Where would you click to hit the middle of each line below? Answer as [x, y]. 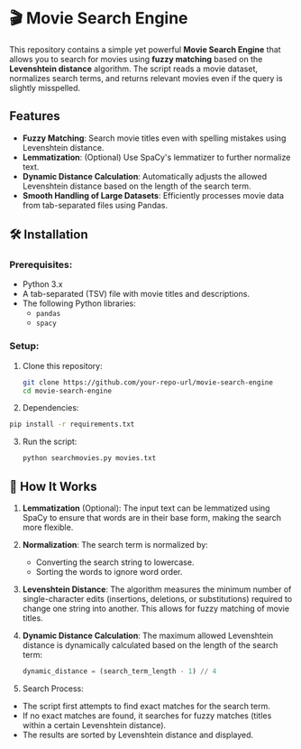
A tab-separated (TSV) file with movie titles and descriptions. [136, 294]
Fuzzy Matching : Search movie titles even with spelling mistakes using [154, 138]
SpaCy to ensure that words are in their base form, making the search [152, 518]
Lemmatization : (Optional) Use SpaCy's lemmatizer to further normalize [156, 157]
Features [35, 116]
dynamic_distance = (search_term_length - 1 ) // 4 [119, 671]
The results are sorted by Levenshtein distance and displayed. [138, 735]
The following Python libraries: [79, 303]
